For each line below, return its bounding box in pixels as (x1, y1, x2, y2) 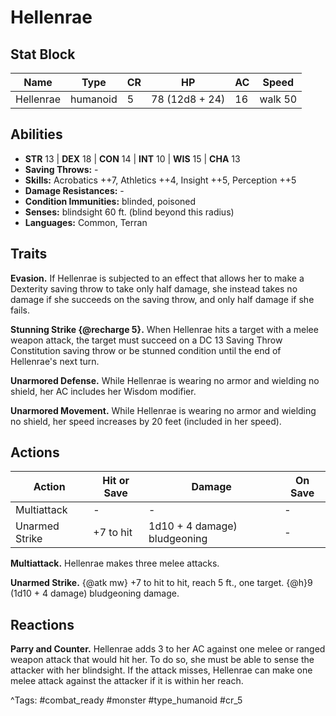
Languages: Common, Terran (24, 216, 148, 228)
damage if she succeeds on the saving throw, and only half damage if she (10, 293, 315, 305)
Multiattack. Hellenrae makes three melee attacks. (10, 557, 220, 570)
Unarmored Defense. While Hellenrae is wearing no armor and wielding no (10, 374, 320, 386)
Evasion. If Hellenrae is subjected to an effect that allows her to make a (10, 272, 305, 284)
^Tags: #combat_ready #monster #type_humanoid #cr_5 (10, 694, 243, 706)
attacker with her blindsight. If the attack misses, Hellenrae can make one (10, 664, 313, 676)
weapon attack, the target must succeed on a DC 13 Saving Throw (10, 334, 283, 346)
